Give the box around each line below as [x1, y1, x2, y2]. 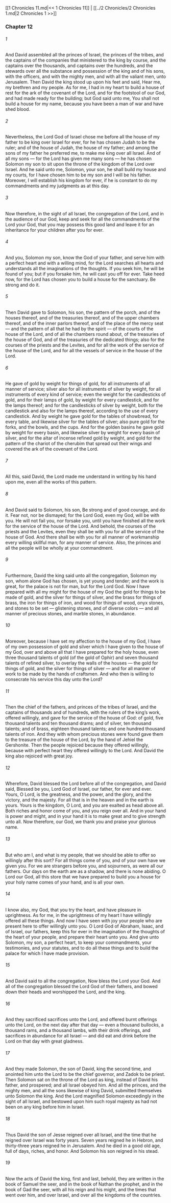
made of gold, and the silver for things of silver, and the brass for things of [5, 594, 162, 600]
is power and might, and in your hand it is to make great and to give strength [5, 813, 166, 819]
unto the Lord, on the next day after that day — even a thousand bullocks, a [5, 1022, 164, 1028]
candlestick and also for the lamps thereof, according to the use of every [5, 408, 158, 414]
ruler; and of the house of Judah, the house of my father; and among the [5, 145, 158, 151]
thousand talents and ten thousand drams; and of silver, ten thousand [5, 720, 152, 727]
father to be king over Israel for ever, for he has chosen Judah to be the [5, 139, 156, 146]
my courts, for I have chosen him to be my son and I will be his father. [5, 172, 152, 178]
